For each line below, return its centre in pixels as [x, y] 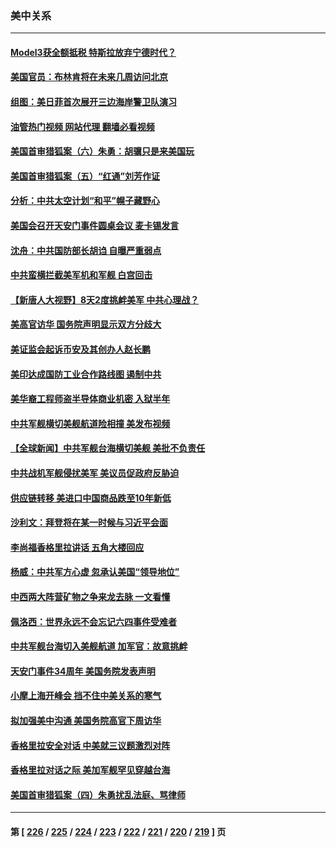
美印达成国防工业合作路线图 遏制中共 [86, 374]
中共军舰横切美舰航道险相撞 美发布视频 [90, 423]
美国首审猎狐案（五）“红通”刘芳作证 [85, 176]
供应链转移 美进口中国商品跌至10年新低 [91, 498]
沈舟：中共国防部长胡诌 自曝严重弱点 [86, 250]
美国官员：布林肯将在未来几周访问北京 [89, 77]
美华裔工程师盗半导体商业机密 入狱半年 [90, 399]
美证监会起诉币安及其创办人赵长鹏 [80, 349]
